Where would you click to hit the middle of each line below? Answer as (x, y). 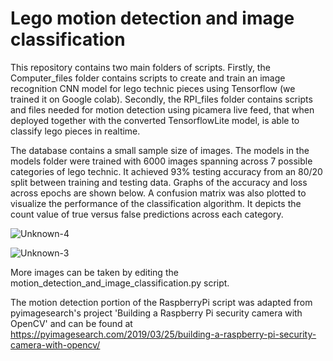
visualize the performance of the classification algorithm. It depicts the (156, 203)
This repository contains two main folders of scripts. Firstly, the (140, 67)
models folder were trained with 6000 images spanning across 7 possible (161, 161)
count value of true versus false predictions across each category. (147, 214)
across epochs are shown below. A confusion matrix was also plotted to (158, 193)
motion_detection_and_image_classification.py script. (120, 283)
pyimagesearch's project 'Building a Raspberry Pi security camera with (156, 313)
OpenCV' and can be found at (71, 323)
